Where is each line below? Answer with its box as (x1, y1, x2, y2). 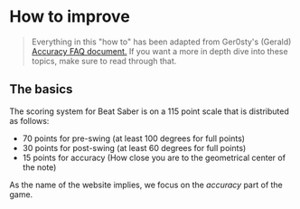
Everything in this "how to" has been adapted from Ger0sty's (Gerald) (31, 36, 292, 47)
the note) (22, 161, 57, 173)
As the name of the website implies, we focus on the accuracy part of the (9, 179, 283, 190)
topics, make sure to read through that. (31, 55, 177, 66)
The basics (9, 81, 73, 97)
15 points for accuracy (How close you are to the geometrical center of (22, 152, 286, 163)
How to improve (9, 6, 131, 27)
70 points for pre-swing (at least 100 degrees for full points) (22, 133, 246, 144)
